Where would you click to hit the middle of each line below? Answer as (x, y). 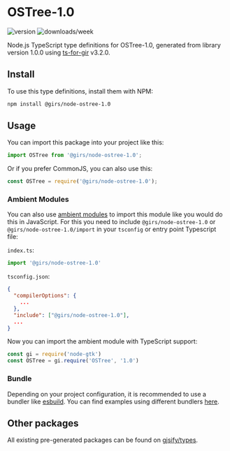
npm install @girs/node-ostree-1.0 (59, 104)
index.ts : (21, 250)
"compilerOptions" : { (45, 296)
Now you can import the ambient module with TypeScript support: (102, 341)
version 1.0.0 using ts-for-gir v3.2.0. (59, 52)
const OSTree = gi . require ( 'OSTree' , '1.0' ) (73, 361)
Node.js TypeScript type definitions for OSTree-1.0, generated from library (114, 45)
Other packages (43, 423)
